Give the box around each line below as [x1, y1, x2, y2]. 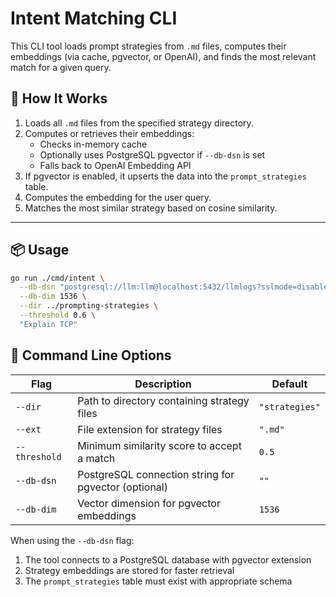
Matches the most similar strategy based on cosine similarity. [24, 202, 278, 214]
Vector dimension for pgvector [77, 496, 221, 510]
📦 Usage [10, 242, 70, 259]
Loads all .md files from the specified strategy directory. [24, 117, 254, 129]
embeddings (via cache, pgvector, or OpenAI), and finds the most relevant [10, 50, 317, 62]
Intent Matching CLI [10, 7, 178, 30]
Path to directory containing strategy [77, 393, 250, 407]
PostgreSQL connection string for [77, 467, 235, 481]
